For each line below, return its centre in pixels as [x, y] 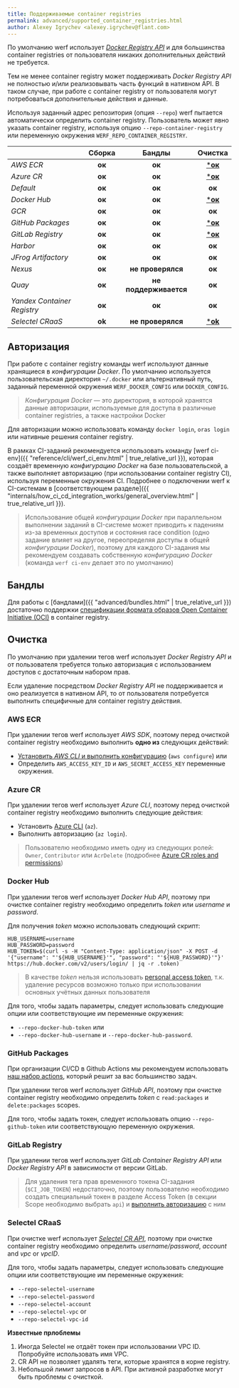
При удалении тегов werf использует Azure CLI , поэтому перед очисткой [118, 805]
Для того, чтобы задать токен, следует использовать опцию [99, 1119]
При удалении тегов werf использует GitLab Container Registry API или [115, 1160]
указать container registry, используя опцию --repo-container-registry [115, 128]
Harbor [23, 246]
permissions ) [44, 863]
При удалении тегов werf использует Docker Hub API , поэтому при [109, 896]
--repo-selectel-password [56, 1297]
